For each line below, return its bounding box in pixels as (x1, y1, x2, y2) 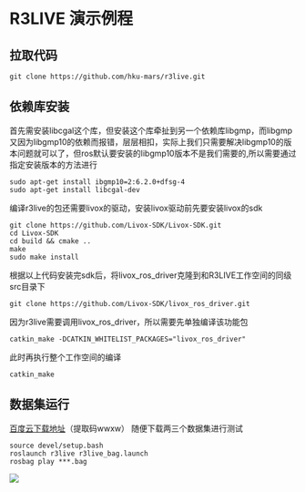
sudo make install (9, 252, 79, 261)
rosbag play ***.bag (9, 456, 88, 466)
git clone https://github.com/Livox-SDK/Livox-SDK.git (9, 220, 222, 230)
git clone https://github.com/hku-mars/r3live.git (9, 72, 206, 81)
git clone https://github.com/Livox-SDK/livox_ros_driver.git (9, 299, 250, 308)
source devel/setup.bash (9, 441, 104, 450)
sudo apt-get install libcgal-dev (9, 185, 141, 194)
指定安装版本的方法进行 (9, 159, 97, 169)
